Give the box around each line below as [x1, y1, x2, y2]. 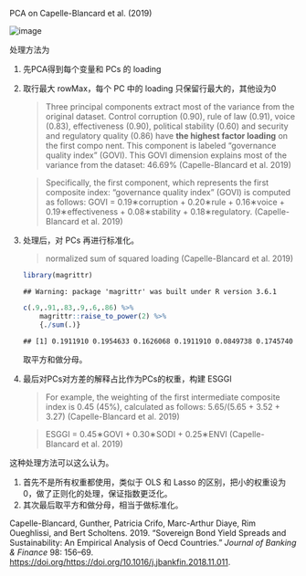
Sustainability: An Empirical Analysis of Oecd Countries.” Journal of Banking [9, 537, 297, 548]
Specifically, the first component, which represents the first [45, 177, 269, 188]
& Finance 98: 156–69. [9, 547, 94, 558]
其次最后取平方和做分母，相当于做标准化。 [22, 499, 184, 510]
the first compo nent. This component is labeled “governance [45, 141, 277, 151]
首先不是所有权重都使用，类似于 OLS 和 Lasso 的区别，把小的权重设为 [22, 477, 287, 487]
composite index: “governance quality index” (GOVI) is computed [45, 187, 290, 197]
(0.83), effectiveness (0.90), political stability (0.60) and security [45, 120, 290, 131]
